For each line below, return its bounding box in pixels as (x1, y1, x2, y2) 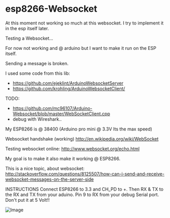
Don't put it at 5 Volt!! (5, 197, 50, 203)
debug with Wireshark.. (12, 116, 62, 122)
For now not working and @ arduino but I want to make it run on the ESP (5, 45, 157, 51)
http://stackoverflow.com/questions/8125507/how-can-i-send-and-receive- (5, 171, 164, 177)
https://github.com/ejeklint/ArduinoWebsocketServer (12, 80, 124, 86)
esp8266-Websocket (5, 3, 98, 15)
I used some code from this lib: (5, 70, 70, 76)
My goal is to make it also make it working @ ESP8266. (5, 155, 121, 161)
